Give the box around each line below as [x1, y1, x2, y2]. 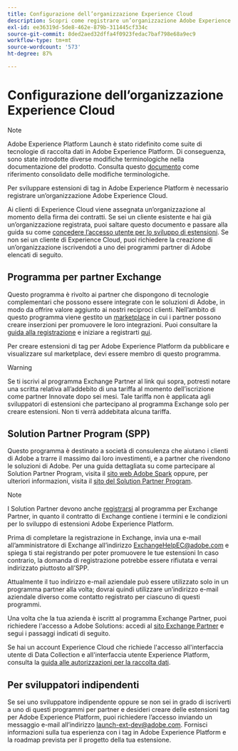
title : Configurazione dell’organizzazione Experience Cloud [7, 10, 193, 18]
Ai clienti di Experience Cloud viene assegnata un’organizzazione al [7, 204, 205, 214]
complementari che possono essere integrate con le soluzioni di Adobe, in [7, 297, 226, 306]
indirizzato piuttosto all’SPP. [7, 564, 90, 572]
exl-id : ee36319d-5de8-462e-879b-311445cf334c [7, 24, 148, 31]
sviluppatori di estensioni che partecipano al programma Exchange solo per [7, 400, 229, 408]
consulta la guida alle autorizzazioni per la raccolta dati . [7, 658, 171, 667]
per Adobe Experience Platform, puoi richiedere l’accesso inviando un [7, 713, 212, 722]
